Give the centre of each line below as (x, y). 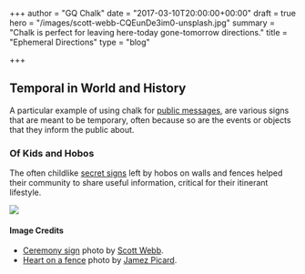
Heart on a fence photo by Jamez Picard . (100, 260)
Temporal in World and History (98, 89)
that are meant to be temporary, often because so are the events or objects (150, 120)
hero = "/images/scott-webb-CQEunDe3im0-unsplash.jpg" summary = (142, 23)
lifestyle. (25, 193)
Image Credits (36, 230)
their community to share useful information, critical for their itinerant (139, 183)
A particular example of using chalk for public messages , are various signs (149, 110)
